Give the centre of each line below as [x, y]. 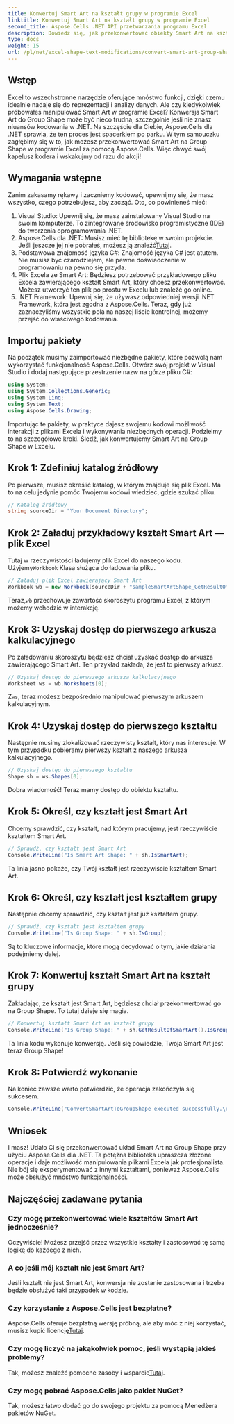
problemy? [26, 1357]
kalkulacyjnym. [29, 704]
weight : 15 [24, 46]
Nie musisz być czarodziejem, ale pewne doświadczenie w [102, 260]
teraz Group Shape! [36, 1050]
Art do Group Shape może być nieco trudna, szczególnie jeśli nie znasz [110, 119]
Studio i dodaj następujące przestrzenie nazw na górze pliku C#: [100, 372]
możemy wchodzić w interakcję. [54, 608]
